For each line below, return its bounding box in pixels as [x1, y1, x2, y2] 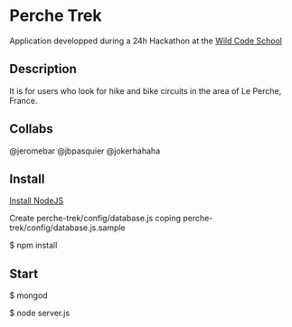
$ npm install [9, 240, 58, 251]
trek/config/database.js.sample [9, 222, 126, 233]
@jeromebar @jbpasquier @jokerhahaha [9, 145, 161, 156]
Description [9, 61, 77, 77]
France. [9, 95, 38, 106]
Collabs [9, 121, 53, 136]
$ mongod [9, 290, 48, 301]
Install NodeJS [9, 195, 64, 206]
